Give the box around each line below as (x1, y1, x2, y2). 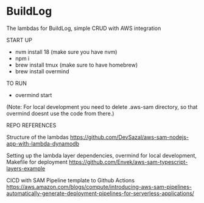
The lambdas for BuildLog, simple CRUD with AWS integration (6, 24, 161, 32)
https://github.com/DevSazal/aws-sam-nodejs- (69, 133, 189, 141)
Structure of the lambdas (6, 133, 69, 141)
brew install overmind (15, 67, 69, 75)
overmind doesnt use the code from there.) (6, 109, 114, 117)
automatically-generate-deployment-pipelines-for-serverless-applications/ (6, 190, 195, 197)
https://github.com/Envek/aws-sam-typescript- (69, 158, 188, 166)
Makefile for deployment (6, 158, 68, 166)
